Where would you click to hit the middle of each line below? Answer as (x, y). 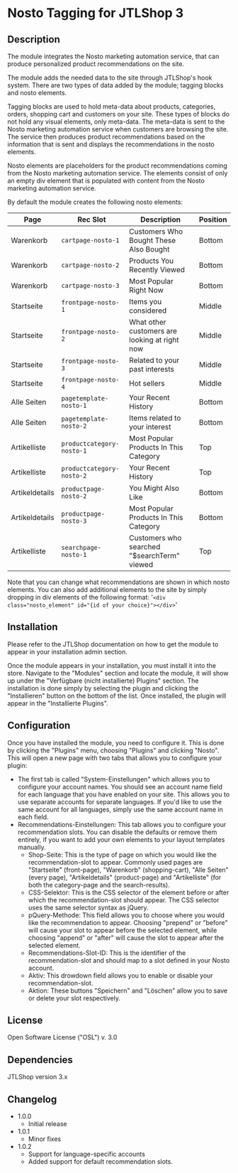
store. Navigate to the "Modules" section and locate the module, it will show (118, 673)
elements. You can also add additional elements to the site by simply (107, 590)
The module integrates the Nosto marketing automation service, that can (113, 56)
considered (148, 310)
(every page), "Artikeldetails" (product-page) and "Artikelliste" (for (125, 877)
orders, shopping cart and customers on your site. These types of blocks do (119, 114)
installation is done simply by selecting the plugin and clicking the (103, 688)
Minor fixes (45, 1139)
